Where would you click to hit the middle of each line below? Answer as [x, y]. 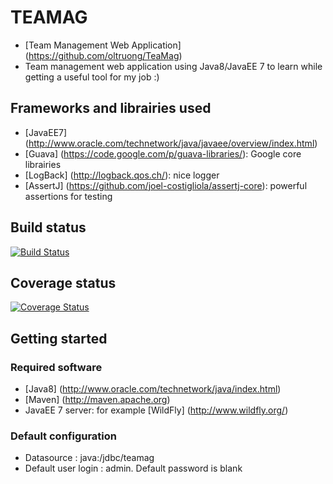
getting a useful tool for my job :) [92, 77]
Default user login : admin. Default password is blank [133, 468]
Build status [48, 227]
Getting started [59, 338]
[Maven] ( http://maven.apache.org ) [97, 400]
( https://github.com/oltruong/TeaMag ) [103, 55]
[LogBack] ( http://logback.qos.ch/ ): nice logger [122, 175]
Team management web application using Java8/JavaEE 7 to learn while [173, 66]
